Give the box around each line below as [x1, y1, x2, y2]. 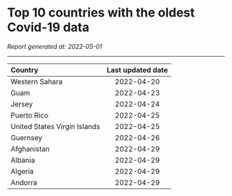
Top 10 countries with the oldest [7, 5, 195, 21]
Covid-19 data [7, 19, 90, 35]
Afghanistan [10, 144, 50, 153]
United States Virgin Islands [10, 121, 100, 131]
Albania [10, 155, 36, 165]
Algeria [10, 166, 35, 176]
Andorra [10, 177, 38, 187]
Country [10, 65, 39, 75]
